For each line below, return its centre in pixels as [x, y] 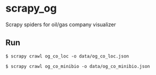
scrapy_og [31, 8]
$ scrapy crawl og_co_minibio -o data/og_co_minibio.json [78, 66]
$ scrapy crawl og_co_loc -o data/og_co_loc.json [67, 56]
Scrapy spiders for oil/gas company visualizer [61, 24]
